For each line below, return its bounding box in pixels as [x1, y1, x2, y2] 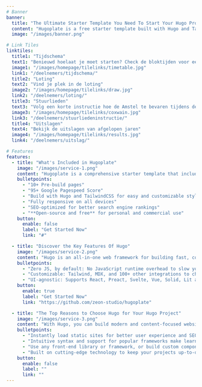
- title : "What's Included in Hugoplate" [11, 159, 117, 166]
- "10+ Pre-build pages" [22, 182, 85, 188]
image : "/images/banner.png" [11, 31, 85, 37]
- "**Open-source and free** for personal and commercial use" [22, 210, 185, 216]
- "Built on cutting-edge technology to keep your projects [22, 349, 176, 356]
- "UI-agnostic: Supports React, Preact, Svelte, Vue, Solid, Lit [22, 277, 192, 283]
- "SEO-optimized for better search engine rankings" [22, 204, 161, 210]
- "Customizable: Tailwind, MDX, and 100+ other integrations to [22, 271, 189, 277]
